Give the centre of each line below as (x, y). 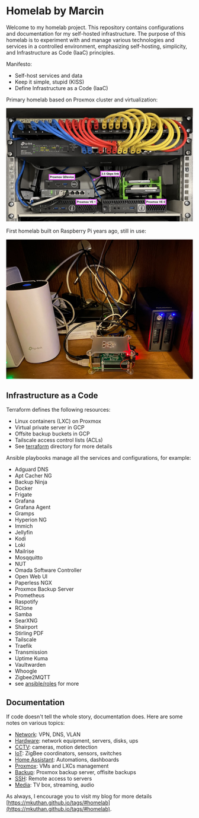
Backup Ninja (31, 482)
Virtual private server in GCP (49, 428)
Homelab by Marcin (55, 11)
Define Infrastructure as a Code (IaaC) (61, 88)
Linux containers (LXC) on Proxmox (58, 421)
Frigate (23, 495)
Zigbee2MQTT (33, 677)
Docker (24, 488)
